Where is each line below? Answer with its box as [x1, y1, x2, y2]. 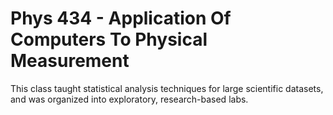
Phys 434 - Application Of [10, 7, 232, 30]
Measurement [10, 50, 130, 72]
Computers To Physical [10, 28, 208, 51]
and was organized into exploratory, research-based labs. [10, 93, 249, 105]
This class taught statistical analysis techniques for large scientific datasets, [10, 82, 324, 94]
